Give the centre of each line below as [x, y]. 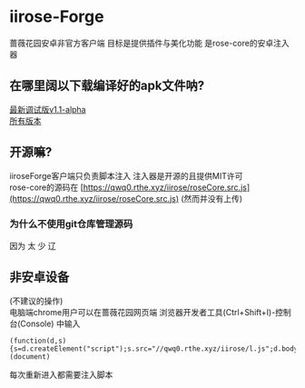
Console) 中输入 [50, 323]
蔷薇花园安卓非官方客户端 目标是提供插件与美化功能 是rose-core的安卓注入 [149, 43]
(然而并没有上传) [212, 198]
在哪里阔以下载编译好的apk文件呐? [107, 86]
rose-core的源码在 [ [47, 187]
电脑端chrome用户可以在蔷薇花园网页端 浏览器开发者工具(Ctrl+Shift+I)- [143, 312]
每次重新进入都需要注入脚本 [61, 374]
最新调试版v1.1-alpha [48, 109]
